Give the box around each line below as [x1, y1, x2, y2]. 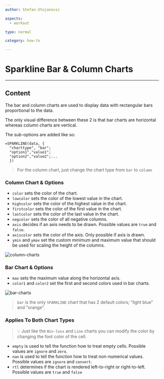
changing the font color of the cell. [17, 333, 87, 339]
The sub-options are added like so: [5, 131, 76, 137]
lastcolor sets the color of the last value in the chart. [12, 211, 120, 217]
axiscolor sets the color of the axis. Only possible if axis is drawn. [12, 232, 145, 238]
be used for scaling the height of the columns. [12, 242, 105, 248]
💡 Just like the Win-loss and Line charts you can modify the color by [17, 328, 155, 334]
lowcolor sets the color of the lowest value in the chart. [12, 196, 123, 202]
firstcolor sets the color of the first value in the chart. [12, 206, 123, 212]
